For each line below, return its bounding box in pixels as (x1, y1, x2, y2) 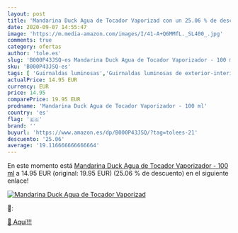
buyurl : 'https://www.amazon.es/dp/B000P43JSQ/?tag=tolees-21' (7, 129, 198, 136)
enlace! (7, 176, 29, 185)
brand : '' (7, 122, 37, 130)
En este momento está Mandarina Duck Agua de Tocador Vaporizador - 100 (7, 161, 229, 170)
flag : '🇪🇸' (7, 115, 42, 123)
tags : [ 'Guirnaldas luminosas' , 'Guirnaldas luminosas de (7, 69, 182, 76)
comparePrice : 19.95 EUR (7, 96, 81, 103)
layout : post (7, 10, 46, 18)
